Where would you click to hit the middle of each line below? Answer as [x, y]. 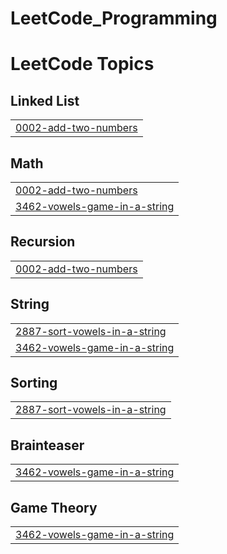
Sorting [34, 383]
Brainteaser [47, 445]
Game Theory [54, 507]
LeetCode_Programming [114, 18]
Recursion [43, 242]
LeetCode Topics [82, 64]
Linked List [45, 100]
